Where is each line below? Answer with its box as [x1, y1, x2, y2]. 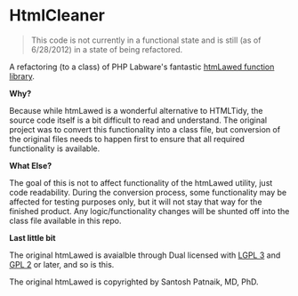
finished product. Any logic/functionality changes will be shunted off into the [9, 205, 290, 216]
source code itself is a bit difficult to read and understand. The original [9, 115, 268, 125]
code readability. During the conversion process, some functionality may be [9, 187, 287, 197]
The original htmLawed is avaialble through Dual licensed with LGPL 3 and [9, 250, 281, 260]
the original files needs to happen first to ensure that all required [9, 133, 245, 144]
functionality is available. [9, 143, 101, 154]
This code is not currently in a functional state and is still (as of [30, 35, 262, 45]
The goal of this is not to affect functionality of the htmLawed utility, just [9, 177, 273, 188]
